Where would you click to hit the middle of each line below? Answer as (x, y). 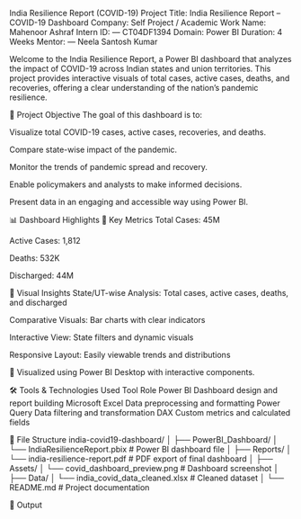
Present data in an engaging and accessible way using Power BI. (129, 202)
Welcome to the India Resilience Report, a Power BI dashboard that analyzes (150, 59)
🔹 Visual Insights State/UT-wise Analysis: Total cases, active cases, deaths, (149, 293)
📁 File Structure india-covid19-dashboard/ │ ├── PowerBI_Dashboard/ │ (144, 439)
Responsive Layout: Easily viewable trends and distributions (120, 355)
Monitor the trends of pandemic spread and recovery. (109, 167)
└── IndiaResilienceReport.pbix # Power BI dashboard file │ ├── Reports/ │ (150, 449)
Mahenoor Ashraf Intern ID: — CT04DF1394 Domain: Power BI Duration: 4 (146, 32)
